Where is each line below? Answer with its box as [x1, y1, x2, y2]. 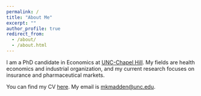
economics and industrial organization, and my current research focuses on [6, 65, 195, 72]
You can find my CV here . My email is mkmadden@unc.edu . [6, 83, 156, 90]
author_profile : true [6, 25, 61, 32]
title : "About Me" [6, 14, 53, 20]
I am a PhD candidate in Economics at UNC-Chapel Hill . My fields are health [6, 58, 195, 66]
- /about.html [11, 43, 47, 49]
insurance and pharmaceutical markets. [6, 71, 105, 79]
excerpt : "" [6, 20, 36, 26]
